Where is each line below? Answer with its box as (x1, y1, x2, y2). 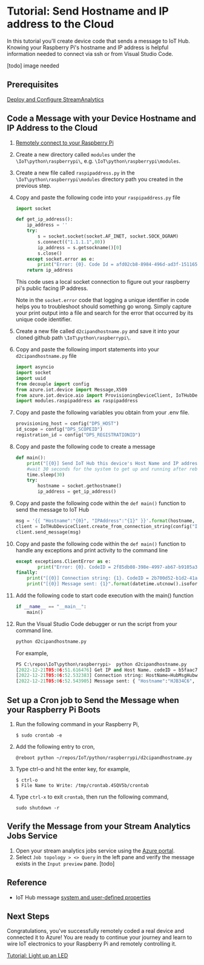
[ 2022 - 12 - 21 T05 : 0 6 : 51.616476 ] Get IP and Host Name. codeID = (15, 667, 176, 673)
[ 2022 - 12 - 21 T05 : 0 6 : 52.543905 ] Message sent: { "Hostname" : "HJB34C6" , (15, 678, 196, 684)
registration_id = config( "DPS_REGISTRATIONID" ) (15, 432, 141, 438)
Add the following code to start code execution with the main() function (15, 592, 194, 599)
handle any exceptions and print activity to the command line (15, 546, 168, 554)
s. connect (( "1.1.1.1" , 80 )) (38, 239, 106, 245)
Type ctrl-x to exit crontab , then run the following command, (15, 793, 169, 800)
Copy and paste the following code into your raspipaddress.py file (15, 193, 180, 201)
